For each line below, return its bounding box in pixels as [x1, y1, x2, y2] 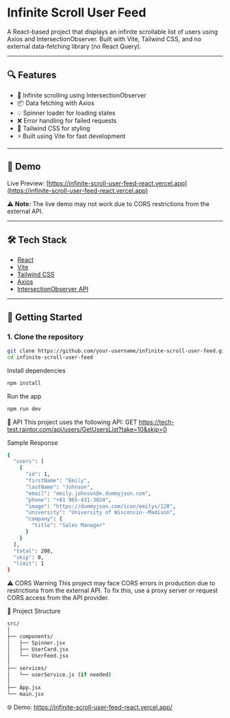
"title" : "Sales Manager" [31, 522, 106, 529]
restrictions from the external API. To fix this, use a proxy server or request [7, 586, 218, 595]
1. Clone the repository [7, 332, 84, 341]
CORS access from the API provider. [7, 594, 110, 602]
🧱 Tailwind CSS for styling [16, 124, 90, 132]
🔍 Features [7, 69, 57, 81]
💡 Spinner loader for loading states [16, 109, 116, 117]
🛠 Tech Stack [7, 234, 67, 245]
